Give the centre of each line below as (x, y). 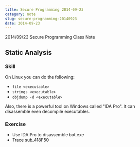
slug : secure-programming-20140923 (41, 19)
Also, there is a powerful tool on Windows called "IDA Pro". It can (70, 106)
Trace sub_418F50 (30, 140)
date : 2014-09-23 (23, 23)
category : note (20, 14)
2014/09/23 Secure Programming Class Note (50, 37)
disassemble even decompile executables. (47, 111)
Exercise (16, 124)
